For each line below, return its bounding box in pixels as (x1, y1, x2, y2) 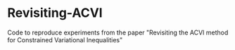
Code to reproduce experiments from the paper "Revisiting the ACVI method (7, 28, 229, 37)
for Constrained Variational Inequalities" (7, 35, 123, 44)
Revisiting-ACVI (7, 5, 103, 21)
